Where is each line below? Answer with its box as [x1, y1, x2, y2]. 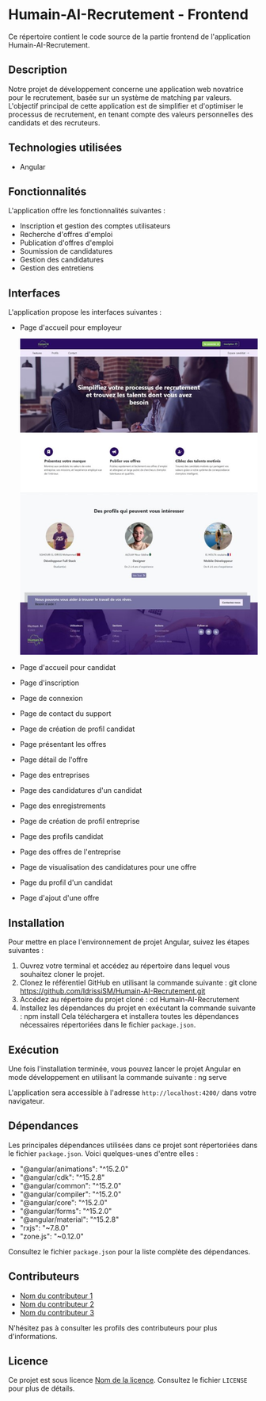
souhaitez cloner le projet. [19, 970, 105, 979]
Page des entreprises [19, 771, 89, 780]
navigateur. [8, 1096, 45, 1105]
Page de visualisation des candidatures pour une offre [19, 863, 196, 872]
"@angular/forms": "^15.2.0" [19, 1206, 112, 1215]
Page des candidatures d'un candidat [19, 786, 142, 795]
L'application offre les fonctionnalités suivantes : [8, 206, 166, 216]
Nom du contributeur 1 [19, 1291, 93, 1300]
